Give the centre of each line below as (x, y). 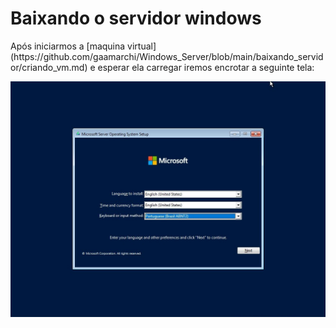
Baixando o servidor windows (136, 18)
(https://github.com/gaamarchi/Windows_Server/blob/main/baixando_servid (167, 56)
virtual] (142, 46)
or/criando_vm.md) (49, 67)
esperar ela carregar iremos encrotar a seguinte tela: (206, 67)
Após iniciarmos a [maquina (68, 46)
